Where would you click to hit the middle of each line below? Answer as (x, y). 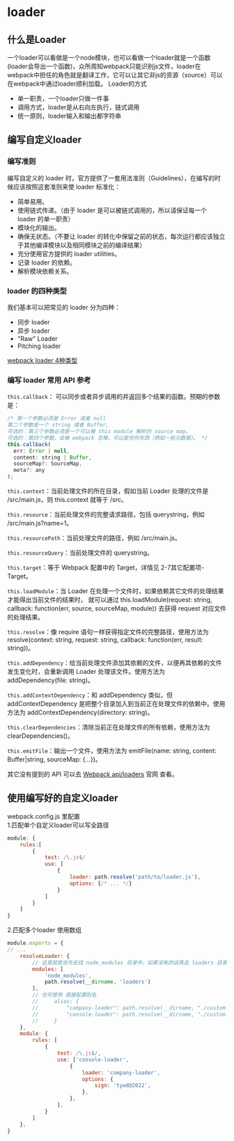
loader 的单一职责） (46, 219)
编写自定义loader (45, 140)
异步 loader (33, 331)
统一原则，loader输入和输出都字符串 (69, 116)
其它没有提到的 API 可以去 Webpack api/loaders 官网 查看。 (93, 774)
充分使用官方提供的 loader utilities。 (69, 253)
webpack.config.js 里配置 (44, 816)
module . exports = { (36, 943)
